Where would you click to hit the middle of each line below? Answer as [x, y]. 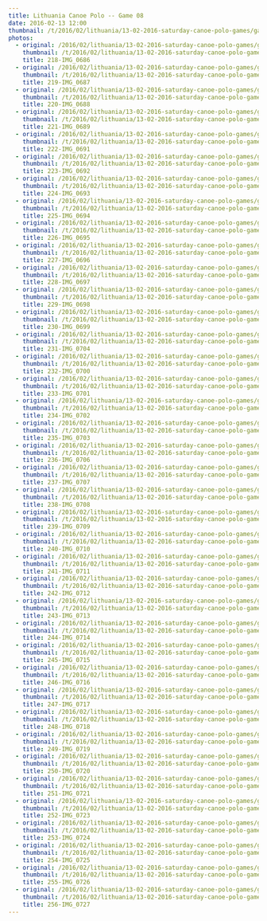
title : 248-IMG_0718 [56, 727]
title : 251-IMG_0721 [56, 794]
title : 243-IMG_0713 [56, 615]
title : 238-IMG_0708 [56, 504]
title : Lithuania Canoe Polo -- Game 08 [76, 16]
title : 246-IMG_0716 [56, 682]
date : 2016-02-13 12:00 [48, 23]
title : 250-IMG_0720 [56, 771]
